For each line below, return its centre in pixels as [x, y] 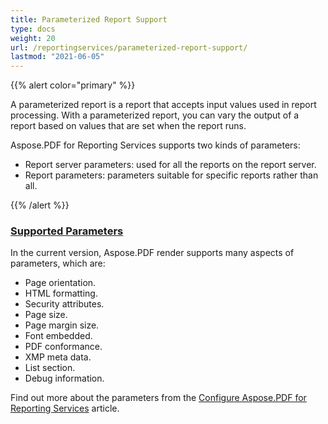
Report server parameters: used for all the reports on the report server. [170, 165]
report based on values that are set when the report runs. [128, 126]
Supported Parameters [67, 231]
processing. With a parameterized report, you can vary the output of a [155, 115]
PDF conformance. [63, 347]
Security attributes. [64, 304]
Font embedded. [58, 336]
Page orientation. [60, 283]
